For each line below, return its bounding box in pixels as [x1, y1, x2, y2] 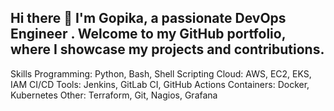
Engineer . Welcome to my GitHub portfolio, [10, 26, 287, 43]
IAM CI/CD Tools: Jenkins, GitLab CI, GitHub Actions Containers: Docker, [10, 78, 310, 90]
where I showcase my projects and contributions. [10, 41, 325, 58]
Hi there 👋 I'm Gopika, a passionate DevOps [10, 10, 287, 27]
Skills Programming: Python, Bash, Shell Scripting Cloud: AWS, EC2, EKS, [10, 67, 312, 80]
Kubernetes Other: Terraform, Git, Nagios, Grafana [10, 89, 218, 101]
